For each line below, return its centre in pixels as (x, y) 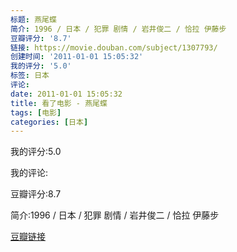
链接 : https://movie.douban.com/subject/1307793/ (114, 47)
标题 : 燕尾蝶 (33, 19)
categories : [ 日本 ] (49, 122)
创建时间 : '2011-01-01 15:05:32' (77, 57)
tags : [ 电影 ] (36, 112)
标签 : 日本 (30, 76)
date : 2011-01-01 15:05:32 (66, 94)
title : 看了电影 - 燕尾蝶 (59, 103)
